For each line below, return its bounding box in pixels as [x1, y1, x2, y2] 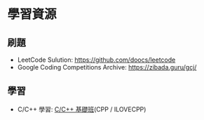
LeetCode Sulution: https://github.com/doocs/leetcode [17, 55, 176, 64]
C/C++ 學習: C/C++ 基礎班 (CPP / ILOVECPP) [17, 105, 147, 113]
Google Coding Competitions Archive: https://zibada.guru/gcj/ [17, 63, 197, 71]
